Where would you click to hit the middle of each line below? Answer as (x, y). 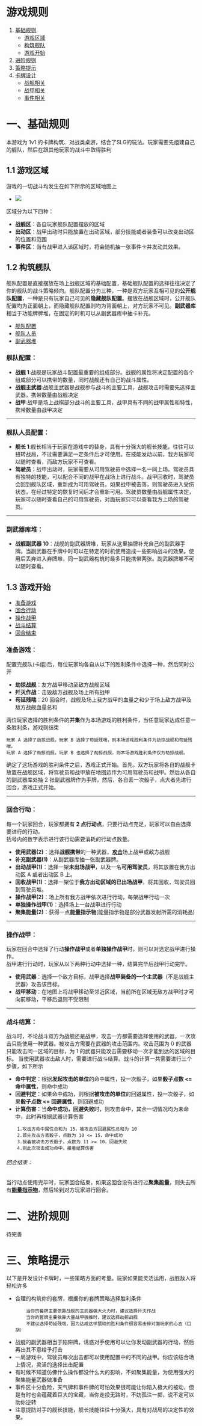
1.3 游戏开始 (29, 587)
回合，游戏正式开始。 (32, 787)
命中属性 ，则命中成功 (41, 1087)
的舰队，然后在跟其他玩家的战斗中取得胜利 (59, 149)
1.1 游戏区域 (28, 171)
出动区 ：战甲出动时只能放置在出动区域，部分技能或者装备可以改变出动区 (104, 232)
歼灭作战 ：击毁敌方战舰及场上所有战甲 (62, 692)
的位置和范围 (31, 239)
